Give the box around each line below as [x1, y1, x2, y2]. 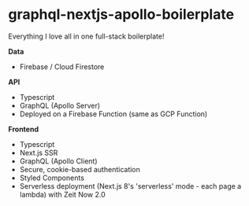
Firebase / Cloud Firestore [19, 61, 105, 72]
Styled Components [19, 173, 85, 182]
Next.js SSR [19, 148, 58, 157]
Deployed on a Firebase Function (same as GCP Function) [19, 109, 208, 119]
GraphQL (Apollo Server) [19, 101, 101, 110]
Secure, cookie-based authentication [19, 164, 140, 174]
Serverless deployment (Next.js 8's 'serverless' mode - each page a [19, 181, 242, 190]
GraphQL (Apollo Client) [19, 156, 98, 166]
